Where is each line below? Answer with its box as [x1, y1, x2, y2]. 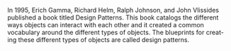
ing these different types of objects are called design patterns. [7, 36, 190, 44]
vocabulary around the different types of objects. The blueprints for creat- [7, 28, 225, 36]
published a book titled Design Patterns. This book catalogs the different [7, 13, 219, 22]
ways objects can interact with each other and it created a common [7, 21, 204, 29]
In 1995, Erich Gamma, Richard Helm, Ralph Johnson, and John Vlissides [7, 6, 220, 14]
